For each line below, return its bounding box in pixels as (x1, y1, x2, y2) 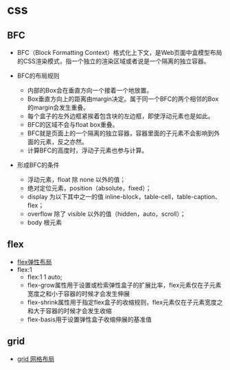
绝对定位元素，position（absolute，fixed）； (27, 184, 152, 192)
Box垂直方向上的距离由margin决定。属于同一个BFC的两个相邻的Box (27, 95, 219, 103)
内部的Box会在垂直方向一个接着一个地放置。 (27, 86, 153, 94)
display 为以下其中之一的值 (27, 193, 104, 200)
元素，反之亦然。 (39, 138, 88, 146)
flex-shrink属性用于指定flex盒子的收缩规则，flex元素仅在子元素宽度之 (27, 298, 223, 306)
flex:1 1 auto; (27, 273, 63, 281)
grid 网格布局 (16, 354, 55, 362)
